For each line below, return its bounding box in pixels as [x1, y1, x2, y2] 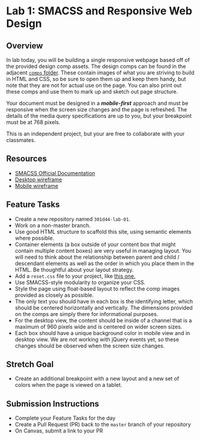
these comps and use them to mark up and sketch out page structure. [6, 88, 178, 95]
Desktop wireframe [14, 176, 63, 183]
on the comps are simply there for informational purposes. [14, 310, 158, 317]
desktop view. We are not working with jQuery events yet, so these [14, 336, 179, 343]
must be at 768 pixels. [6, 119, 61, 126]
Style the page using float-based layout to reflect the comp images [14, 285, 180, 292]
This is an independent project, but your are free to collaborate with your [6, 130, 185, 137]
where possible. [14, 234, 55, 241]
